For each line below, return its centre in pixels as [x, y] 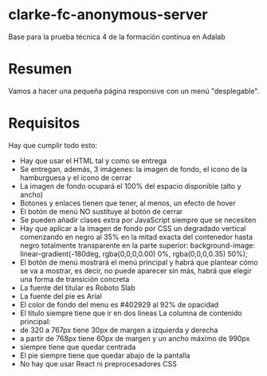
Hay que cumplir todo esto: [53, 145]
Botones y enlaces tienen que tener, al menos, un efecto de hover [128, 203]
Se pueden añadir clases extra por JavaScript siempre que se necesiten [138, 220]
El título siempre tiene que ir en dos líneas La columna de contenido [131, 313]
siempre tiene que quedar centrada [78, 347]
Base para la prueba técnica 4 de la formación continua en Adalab [117, 37]
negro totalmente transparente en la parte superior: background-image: [137, 245]
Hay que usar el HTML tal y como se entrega [93, 160]
